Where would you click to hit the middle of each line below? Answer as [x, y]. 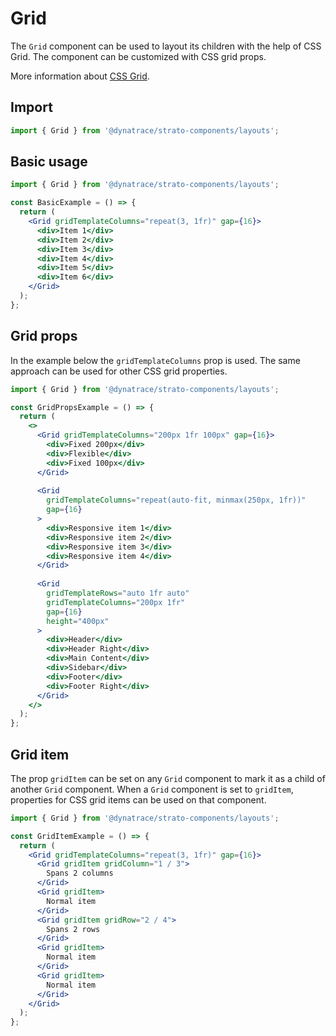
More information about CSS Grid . [80, 76]
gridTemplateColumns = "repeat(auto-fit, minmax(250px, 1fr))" [176, 500]
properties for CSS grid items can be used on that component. [138, 799]
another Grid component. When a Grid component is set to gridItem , [152, 789]
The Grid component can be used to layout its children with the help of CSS [166, 46]
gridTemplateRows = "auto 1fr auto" [118, 593]
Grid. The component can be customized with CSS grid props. [138, 56]
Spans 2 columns [80, 873]
